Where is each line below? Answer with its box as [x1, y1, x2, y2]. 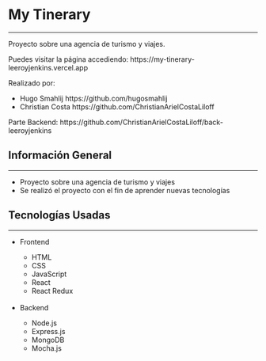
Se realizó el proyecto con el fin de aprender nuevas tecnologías [19, 185, 230, 195]
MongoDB [31, 335, 65, 344]
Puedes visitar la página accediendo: [8, 54, 129, 64]
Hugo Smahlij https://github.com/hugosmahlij [19, 93, 168, 103]
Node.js [31, 318, 58, 328]
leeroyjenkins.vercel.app [8, 63, 89, 72]
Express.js [31, 326, 66, 336]
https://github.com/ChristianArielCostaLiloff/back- [59, 117, 224, 127]
